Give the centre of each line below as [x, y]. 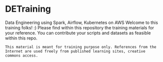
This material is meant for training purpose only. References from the [81, 47]
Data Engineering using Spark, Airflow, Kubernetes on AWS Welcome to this [81, 22]
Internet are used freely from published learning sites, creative [75, 51]
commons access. [22, 55]
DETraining [28, 9]
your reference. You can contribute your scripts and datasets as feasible [78, 33]
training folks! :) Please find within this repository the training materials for [80, 27]
